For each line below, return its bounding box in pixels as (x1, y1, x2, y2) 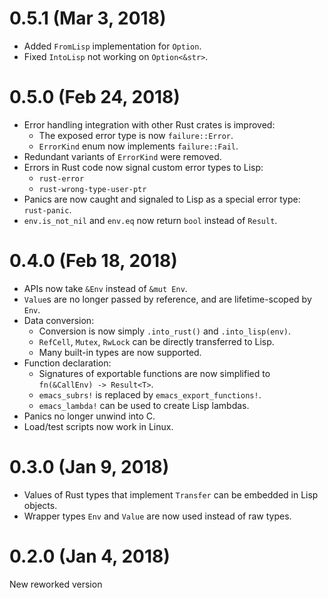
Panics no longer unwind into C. (23, 410, 156, 422)
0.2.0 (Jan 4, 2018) (9, 545, 171, 567)
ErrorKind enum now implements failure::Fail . (38, 140, 239, 152)
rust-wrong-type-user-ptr (38, 184, 147, 194)
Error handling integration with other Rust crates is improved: (23, 118, 276, 131)
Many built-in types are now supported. (38, 346, 202, 358)
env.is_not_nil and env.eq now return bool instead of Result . (23, 214, 278, 226)
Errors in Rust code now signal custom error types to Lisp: (23, 161, 264, 173)
